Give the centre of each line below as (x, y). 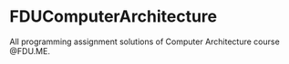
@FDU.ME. (30, 50)
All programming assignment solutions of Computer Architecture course (144, 41)
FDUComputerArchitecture (113, 17)
